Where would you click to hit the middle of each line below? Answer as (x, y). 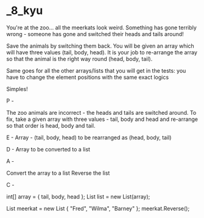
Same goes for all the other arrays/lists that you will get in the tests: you (96, 70)
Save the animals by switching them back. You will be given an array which (100, 46)
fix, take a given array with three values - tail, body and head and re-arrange (102, 119)
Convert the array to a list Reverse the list (58, 173)
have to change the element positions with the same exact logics (88, 77)
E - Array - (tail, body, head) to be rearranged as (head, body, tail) (89, 137)
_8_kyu (25, 11)
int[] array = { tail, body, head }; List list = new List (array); (78, 197)
